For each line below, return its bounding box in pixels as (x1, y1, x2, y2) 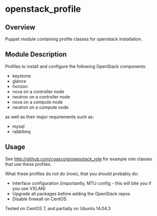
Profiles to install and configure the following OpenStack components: (5, 63, 147, 69)
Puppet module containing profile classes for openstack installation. (5, 36, 142, 42)
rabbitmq (12, 128, 31, 134)
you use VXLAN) (12, 185, 46, 191)
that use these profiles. (5, 161, 52, 167)
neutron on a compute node (12, 104, 69, 110)
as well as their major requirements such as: (5, 114, 94, 120)
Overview (5, 23, 36, 31)
